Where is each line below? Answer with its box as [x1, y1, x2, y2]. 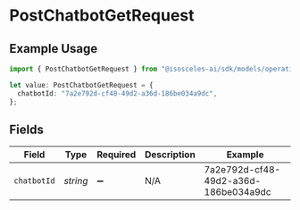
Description [144, 148, 196, 161]
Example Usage [9, 41, 98, 56]
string [63, 175, 88, 188]
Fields [9, 122, 45, 137]
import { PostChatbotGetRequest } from [9, 64, 158, 73]
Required [96, 148, 137, 161]
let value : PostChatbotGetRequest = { [9, 80, 154, 89]
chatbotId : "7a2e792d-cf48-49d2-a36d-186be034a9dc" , [17, 88, 218, 98]
